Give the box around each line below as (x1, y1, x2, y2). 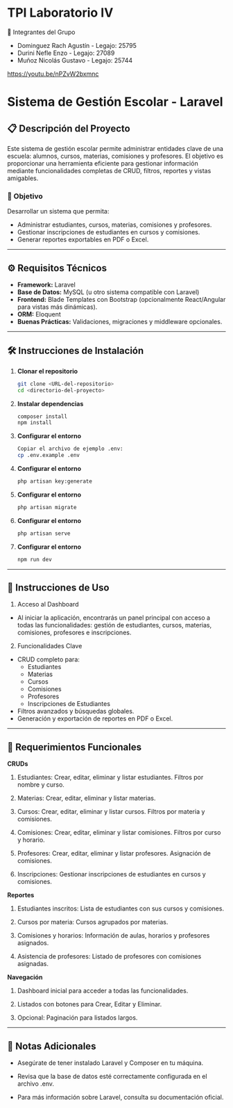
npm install (17, 419, 52, 426)
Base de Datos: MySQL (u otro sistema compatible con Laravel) (17, 288, 200, 296)
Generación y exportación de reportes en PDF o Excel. (17, 714, 173, 723)
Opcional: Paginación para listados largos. (17, 1013, 138, 1022)
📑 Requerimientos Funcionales (7, 741, 142, 753)
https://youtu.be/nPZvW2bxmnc (7, 70, 99, 78)
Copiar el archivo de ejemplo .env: (17, 445, 123, 453)
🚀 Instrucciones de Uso (7, 582, 110, 593)
